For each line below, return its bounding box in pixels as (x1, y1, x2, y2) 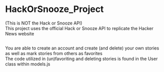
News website (5, 30, 34, 36)
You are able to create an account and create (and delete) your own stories (5, 45, 160, 51)
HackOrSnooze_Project (5, 3, 104, 15)
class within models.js (5, 61, 51, 67)
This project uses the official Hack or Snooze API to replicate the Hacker (5, 25, 154, 31)
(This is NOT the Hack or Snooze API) (5, 20, 83, 26)
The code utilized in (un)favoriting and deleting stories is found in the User (5, 56, 158, 62)
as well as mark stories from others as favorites (5, 50, 103, 56)
